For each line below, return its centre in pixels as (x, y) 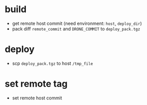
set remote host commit (37, 98)
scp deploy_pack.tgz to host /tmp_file (52, 63)
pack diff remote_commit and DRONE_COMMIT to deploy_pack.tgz (76, 28)
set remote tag (36, 84)
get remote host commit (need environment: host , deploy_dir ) (77, 23)
